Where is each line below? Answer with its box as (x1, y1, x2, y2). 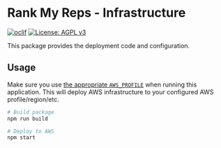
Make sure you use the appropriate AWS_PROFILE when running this (7, 80, 197, 89)
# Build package (7, 108, 54, 116)
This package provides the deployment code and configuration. (7, 41, 190, 50)
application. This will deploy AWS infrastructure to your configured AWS (7, 87, 214, 96)
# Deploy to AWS (7, 128, 54, 135)
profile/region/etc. (7, 95, 59, 103)
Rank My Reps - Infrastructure (7, 5, 186, 21)
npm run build (7, 115, 49, 122)
